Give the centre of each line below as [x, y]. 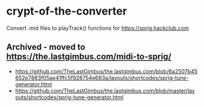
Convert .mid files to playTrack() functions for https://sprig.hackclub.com [98, 28]
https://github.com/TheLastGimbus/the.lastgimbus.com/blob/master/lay [105, 91]
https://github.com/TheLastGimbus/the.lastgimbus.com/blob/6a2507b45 [106, 71]
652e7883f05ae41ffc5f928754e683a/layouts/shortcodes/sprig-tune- [102, 78]
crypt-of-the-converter [67, 11]
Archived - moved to [46, 47]
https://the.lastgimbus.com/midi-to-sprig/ [89, 57]
